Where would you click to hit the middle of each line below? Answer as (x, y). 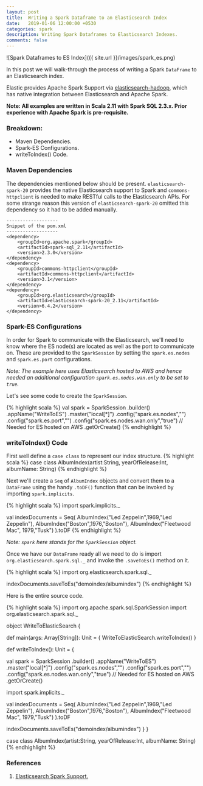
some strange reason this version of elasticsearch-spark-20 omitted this (98, 203)
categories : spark (29, 29)
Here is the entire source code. (45, 596)
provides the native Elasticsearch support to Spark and (98, 190)
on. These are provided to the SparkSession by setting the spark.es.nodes (98, 352)
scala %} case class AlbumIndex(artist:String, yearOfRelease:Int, (87, 462)
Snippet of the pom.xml (36, 226)
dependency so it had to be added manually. (62, 209)
